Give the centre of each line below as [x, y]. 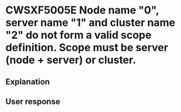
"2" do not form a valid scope [78, 35]
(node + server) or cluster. [71, 60]
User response [33, 101]
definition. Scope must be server [87, 48]
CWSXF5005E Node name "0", [82, 10]
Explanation [28, 82]
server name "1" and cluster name [90, 23]
